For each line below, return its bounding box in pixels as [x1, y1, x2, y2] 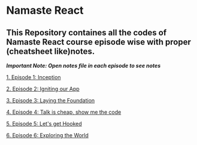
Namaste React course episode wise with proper [6, 37, 192, 47]
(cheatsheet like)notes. [6, 46, 95, 56]
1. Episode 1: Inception [6, 74, 61, 81]
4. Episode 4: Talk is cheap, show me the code [6, 108, 122, 116]
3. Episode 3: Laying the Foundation [6, 97, 95, 104]
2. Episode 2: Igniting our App [6, 85, 80, 92]
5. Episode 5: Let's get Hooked [6, 120, 82, 127]
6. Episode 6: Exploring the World [6, 132, 89, 138]
